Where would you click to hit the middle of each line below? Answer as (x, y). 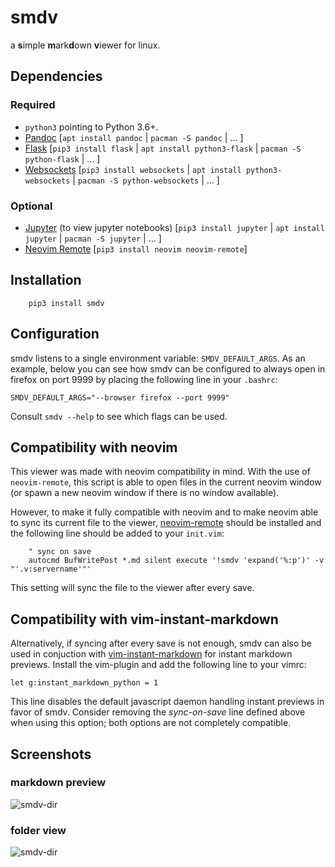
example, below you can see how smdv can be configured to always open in (168, 368)
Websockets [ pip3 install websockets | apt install (133, 169)
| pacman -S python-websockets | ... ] (146, 180)
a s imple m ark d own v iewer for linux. (85, 45)
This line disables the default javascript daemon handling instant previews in (167, 702)
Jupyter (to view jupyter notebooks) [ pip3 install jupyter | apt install (174, 227)
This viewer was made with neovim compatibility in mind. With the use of (160, 472)
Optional (31, 206)
